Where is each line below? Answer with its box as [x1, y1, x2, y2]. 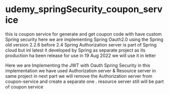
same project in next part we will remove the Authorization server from [5, 73, 153, 79]
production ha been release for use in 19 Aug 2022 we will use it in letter [5, 52, 156, 59]
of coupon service [5, 83, 44, 89]
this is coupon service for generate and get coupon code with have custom [5, 31, 162, 37]
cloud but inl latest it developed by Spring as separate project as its [5, 47, 146, 53]
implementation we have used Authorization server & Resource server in [5, 67, 156, 74]
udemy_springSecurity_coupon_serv [5, 4, 163, 15]
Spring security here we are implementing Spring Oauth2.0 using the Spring [5, 36, 163, 42]
